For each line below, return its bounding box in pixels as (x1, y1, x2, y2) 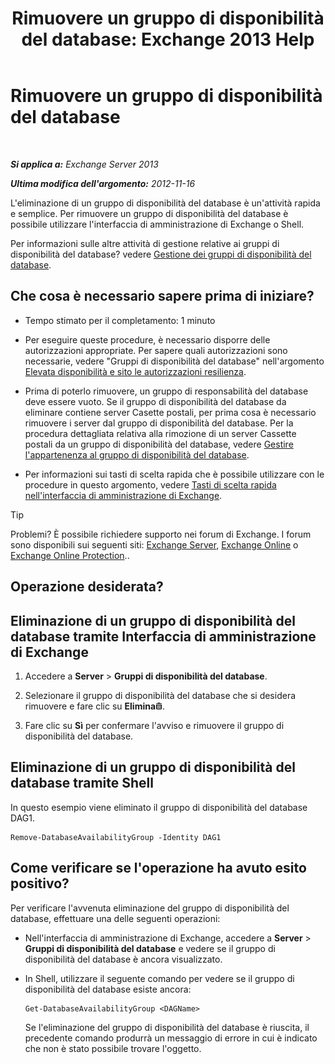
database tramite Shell (10, 775, 154, 792)
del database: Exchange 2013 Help (21, 28, 315, 51)
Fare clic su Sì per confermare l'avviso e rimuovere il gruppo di (24, 719, 285, 731)
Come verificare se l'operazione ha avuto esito (10, 860, 307, 877)
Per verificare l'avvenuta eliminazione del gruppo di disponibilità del (10, 902, 290, 914)
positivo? (10, 875, 70, 892)
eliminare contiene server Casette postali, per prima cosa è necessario (24, 406, 317, 418)
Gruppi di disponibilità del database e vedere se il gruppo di (24, 942, 276, 954)
